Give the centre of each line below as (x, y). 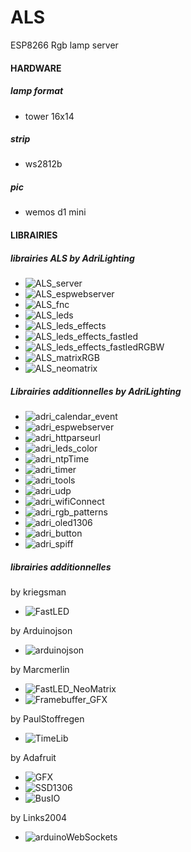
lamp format (37, 91)
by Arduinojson (41, 630)
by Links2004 (39, 817)
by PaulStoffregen (47, 718)
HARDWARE (36, 68)
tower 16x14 (49, 116)
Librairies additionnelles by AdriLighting (96, 391)
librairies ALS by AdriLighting (72, 258)
